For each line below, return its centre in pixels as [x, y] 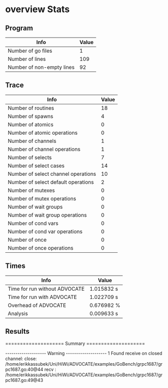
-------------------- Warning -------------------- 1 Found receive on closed [84, 354]
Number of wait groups [35, 207]
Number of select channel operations [52, 174]
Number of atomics [31, 124]
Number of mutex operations [42, 199]
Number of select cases [36, 166]
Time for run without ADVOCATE [46, 289]
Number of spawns [31, 116]
